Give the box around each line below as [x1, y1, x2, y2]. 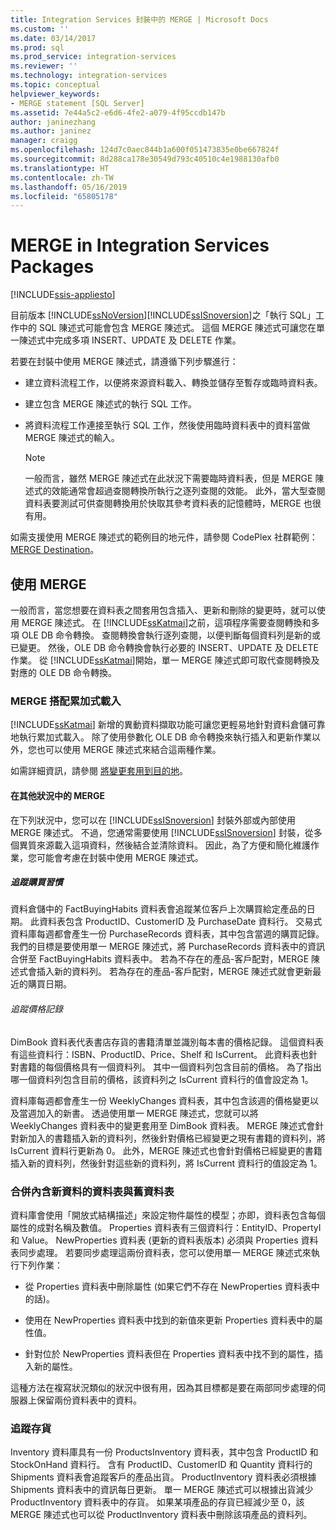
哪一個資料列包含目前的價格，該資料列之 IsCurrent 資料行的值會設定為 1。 [10, 1073, 314, 1085]
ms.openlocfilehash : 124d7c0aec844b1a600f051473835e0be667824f [10, 145, 280, 155]
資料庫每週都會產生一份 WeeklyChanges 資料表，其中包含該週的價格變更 [10, 1094, 311, 1106]
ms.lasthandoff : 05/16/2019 [10, 182, 128, 192]
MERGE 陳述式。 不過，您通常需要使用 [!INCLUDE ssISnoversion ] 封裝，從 [10, 826, 314, 838]
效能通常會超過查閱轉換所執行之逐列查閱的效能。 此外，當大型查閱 [51, 485, 326, 497]
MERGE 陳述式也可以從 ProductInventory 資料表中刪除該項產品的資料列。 [10, 1509, 313, 1521]
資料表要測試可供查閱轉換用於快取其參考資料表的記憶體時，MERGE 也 [24, 497, 313, 510]
